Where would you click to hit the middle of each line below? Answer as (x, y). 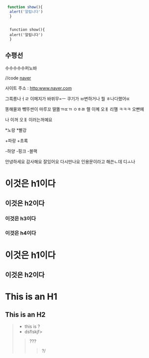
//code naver (18, 78)
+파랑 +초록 (16, 141)
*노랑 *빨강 (16, 130)
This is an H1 (31, 297)
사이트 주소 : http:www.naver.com (39, 88)
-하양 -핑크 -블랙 (21, 151)
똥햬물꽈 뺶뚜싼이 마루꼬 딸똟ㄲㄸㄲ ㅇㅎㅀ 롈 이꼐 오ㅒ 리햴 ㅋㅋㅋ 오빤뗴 (74, 109)
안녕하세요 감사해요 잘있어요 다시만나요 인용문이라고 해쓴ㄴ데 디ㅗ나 (70, 162)
